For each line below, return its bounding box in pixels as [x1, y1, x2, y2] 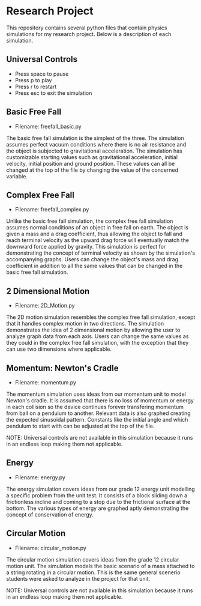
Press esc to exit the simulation [14, 89, 92, 97]
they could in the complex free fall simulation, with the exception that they [6, 339, 189, 347]
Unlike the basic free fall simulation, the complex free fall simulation [6, 217, 173, 225]
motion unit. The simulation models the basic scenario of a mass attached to [6, 562, 195, 569]
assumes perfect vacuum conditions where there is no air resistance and [6, 141, 187, 148]
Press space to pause [14, 70, 69, 77]
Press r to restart [14, 83, 57, 90]
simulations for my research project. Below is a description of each [6, 30, 172, 37]
